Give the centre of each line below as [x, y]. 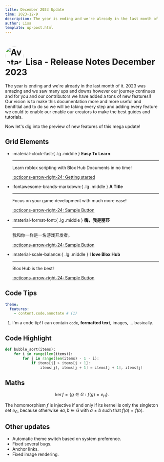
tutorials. [14, 117]
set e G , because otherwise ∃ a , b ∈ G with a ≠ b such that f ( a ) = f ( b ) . [74, 411]
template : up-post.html [29, 28]
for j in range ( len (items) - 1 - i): [61, 358]
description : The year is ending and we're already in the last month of [82, 19]
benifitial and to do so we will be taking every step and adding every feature [81, 107]
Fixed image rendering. [35, 454]
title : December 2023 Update [35, 10]
